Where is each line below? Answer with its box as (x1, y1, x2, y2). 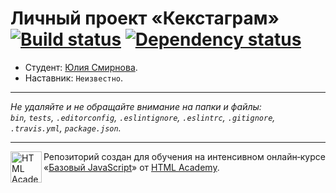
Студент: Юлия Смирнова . (24, 61, 138, 73)
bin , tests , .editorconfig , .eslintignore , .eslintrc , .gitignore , (10, 111, 276, 123)
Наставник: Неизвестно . (24, 72, 124, 84)
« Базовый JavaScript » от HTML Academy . (43, 161, 220, 173)
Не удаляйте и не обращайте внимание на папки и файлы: (10, 100, 262, 112)
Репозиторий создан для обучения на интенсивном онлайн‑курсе (43, 150, 326, 162)
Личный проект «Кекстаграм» (10, 7, 280, 30)
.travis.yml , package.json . (10, 122, 122, 134)
